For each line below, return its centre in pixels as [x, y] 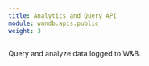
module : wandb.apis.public [54, 23]
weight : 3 [25, 31]
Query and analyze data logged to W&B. [74, 54]
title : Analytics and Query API [62, 16]
